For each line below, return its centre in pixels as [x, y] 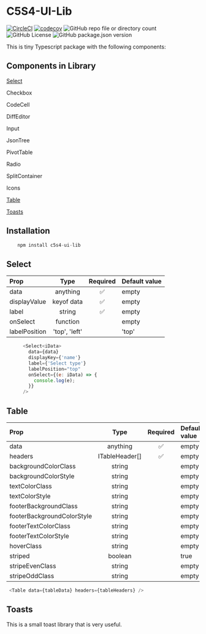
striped [20, 555]
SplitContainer [25, 176]
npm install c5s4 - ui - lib [49, 245]
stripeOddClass [32, 576]
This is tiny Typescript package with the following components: [86, 47]
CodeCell [18, 104]
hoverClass [26, 546]
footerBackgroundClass [44, 506]
